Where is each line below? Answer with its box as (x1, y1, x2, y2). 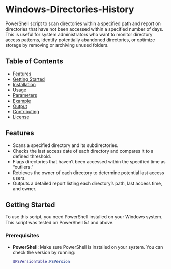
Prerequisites (5, 232, 39, 239)
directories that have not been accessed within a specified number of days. (5, 26, 164, 32)
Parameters (12, 92, 37, 98)
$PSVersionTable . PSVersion (12, 259, 70, 264)
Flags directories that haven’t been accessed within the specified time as (12, 158, 166, 164)
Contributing (12, 108, 39, 114)
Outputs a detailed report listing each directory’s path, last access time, (12, 180, 162, 186)
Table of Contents (5, 57, 64, 66)
